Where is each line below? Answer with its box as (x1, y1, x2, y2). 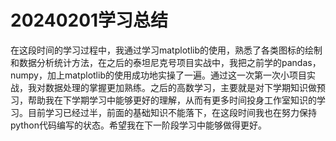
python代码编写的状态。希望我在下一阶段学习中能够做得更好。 (10, 119, 267, 131)
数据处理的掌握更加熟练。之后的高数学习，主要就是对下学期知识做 (44, 81, 317, 93)
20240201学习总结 (10, 9, 169, 32)
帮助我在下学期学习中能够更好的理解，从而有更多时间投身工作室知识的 (27, 94, 317, 106)
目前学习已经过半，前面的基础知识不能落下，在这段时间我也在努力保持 (27, 106, 317, 118)
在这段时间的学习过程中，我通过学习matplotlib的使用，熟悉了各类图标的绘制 (10, 44, 323, 56)
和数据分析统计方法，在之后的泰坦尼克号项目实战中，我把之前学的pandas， (10, 56, 322, 68)
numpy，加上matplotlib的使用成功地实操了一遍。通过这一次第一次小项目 (10, 69, 307, 81)
